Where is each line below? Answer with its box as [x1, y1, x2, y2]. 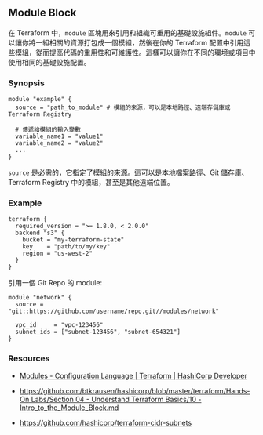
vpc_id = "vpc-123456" [15, 321, 104, 329]
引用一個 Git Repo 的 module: [8, 278, 103, 288]
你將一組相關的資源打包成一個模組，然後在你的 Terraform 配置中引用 [21, 38, 244, 47]
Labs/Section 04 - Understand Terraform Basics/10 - [31, 394, 202, 404]
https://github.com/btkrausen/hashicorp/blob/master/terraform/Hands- [19, 386, 250, 395]
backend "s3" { [15, 229, 65, 237]
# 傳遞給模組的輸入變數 [15, 125, 81, 134]
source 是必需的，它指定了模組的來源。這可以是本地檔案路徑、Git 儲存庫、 [8, 168, 249, 177]
